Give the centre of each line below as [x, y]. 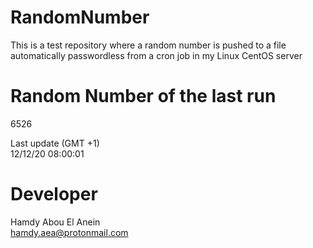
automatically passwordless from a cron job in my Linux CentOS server [156, 55]
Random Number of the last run [143, 96]
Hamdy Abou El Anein [55, 222]
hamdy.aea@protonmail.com [69, 232]
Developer [54, 194]
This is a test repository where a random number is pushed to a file [148, 45]
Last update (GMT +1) [55, 143]
